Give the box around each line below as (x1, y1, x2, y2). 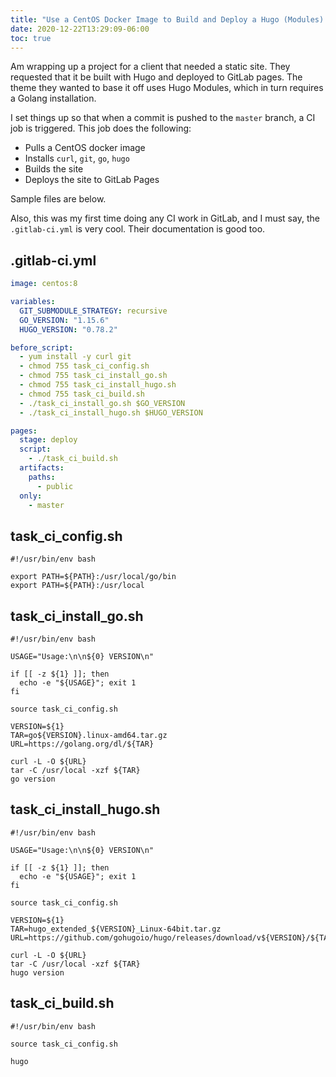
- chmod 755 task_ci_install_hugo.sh (19, 380, 177, 390)
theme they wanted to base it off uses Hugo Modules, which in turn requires (10, 82, 324, 94)
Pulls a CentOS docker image (24, 142, 146, 154)
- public (36, 481, 74, 491)
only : (19, 491, 43, 501)
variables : (10, 297, 56, 307)
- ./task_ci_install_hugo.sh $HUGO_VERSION (19, 407, 203, 418)
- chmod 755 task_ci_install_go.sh (19, 371, 168, 381)
